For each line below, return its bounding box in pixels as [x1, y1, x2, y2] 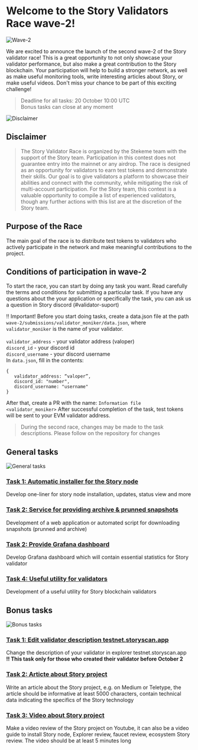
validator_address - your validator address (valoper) [6, 338, 135, 345]
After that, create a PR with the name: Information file [6, 400, 141, 407]
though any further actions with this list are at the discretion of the [20, 198, 182, 205]
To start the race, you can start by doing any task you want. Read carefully [6, 282, 188, 289]
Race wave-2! [6, 17, 76, 30]
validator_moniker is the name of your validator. [6, 326, 124, 333]
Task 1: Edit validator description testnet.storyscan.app [6, 636, 169, 644]
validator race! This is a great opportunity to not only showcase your [6, 54, 173, 61]
